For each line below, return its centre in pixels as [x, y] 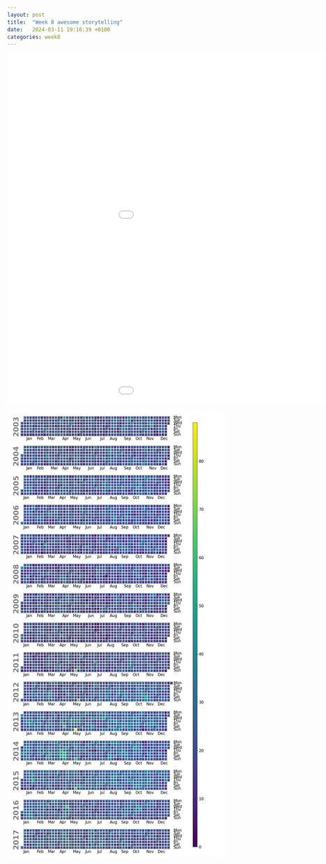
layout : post [26, 15]
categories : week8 [34, 37]
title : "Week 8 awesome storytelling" [65, 22]
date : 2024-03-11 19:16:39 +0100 [59, 29]
